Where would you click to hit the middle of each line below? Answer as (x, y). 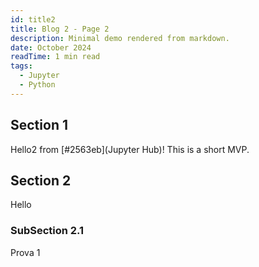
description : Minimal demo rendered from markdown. (120, 38)
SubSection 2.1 (47, 231)
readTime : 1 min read (55, 57)
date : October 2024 (51, 47)
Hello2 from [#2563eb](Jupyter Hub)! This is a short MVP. (130, 149)
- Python (37, 85)
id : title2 (33, 19)
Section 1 (39, 125)
